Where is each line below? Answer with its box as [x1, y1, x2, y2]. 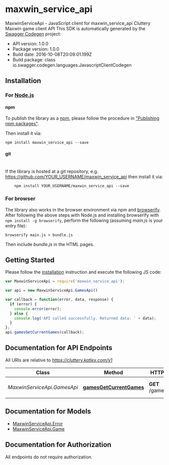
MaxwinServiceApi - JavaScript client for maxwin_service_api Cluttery [5, 20, 151, 26]
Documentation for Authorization [5, 440, 112, 449]
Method [104, 369, 123, 376]
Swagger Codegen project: [5, 31, 61, 37]
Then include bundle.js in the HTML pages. [5, 241, 95, 247]
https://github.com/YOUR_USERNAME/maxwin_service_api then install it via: [5, 174, 163, 180]
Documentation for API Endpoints [5, 344, 113, 352]
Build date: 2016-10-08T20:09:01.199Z [12, 51, 92, 57]
